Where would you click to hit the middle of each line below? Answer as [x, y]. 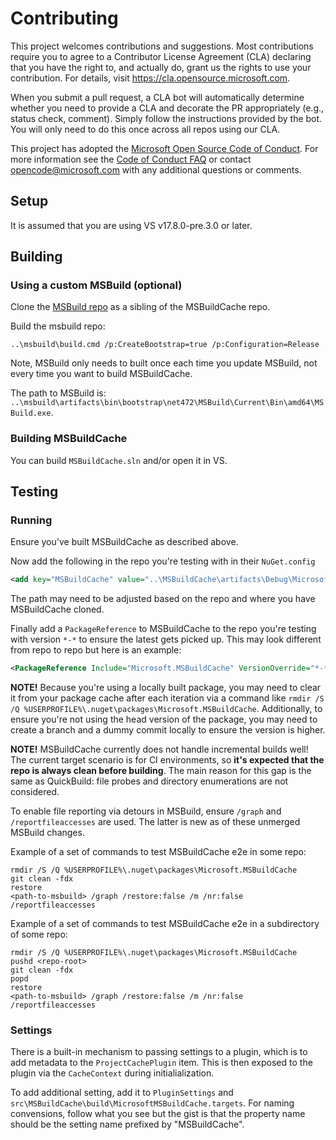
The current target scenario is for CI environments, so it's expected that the [167, 760]
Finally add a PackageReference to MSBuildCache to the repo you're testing [163, 629]
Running [31, 520]
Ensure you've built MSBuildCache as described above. [124, 542]
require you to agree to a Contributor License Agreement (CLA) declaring [161, 56]
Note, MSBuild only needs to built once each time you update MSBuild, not [164, 363]
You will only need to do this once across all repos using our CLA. [145, 129]
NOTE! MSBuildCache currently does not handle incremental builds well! [159, 749]
